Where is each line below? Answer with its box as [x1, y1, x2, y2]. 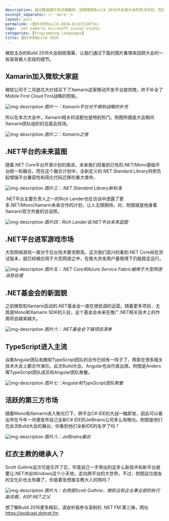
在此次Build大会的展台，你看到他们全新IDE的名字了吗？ [5, 423, 120, 429]
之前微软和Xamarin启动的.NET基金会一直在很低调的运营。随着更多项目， [5, 303, 156, 309]
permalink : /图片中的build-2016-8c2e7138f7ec [5, 21, 100, 27]
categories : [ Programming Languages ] [5, 31, 84, 36]
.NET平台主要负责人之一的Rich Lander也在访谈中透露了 [5, 196, 120, 202]
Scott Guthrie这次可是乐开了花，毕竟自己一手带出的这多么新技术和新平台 [5, 464, 156, 470]
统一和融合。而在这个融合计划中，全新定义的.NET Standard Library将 [9, 168, 153, 174]
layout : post [5, 17, 33, 22]
